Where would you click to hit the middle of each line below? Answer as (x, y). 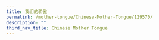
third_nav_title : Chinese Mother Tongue (57, 28)
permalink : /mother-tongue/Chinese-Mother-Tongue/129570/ (79, 17)
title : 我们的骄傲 (27, 11)
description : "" (26, 22)
